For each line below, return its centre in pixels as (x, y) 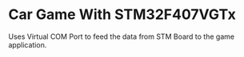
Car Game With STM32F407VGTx (122, 15)
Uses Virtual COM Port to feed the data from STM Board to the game (121, 36)
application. (28, 44)
